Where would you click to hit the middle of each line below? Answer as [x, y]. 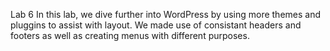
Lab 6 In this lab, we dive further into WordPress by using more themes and [166, 14]
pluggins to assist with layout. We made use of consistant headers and [156, 25]
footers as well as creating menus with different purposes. [130, 35]
